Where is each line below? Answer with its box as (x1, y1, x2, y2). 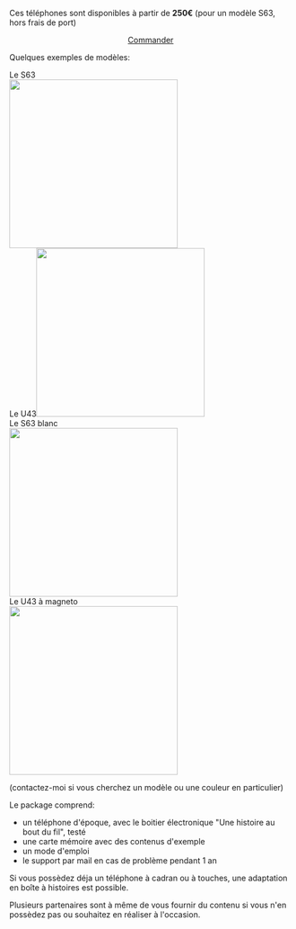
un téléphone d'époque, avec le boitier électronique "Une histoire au (22, 817, 275, 827)
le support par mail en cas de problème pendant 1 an (22, 855, 217, 866)
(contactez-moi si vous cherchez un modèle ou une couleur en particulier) (9, 782, 284, 792)
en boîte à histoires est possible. (9, 882, 129, 893)
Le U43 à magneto (9, 596, 78, 606)
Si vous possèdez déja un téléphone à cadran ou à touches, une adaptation (9, 872, 288, 883)
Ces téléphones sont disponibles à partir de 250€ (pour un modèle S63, (9, 8, 276, 18)
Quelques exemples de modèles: (9, 52, 130, 62)
